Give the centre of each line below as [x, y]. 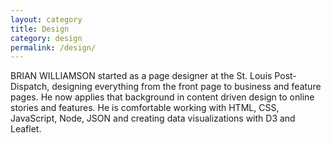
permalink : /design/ [53, 47]
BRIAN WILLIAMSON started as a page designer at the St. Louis [141, 76]
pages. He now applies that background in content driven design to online [162, 97]
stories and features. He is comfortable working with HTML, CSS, [145, 108]
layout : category [46, 19]
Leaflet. [26, 129]
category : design [46, 38]
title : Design [40, 29]
